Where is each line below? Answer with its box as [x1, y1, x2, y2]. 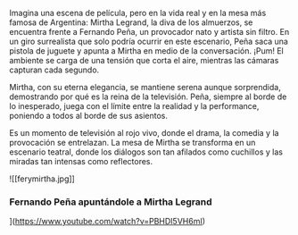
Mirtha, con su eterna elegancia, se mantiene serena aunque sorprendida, [9, 82, 281, 92]
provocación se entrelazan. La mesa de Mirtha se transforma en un [9, 138, 256, 147]
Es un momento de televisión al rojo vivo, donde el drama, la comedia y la [9, 128, 279, 138]
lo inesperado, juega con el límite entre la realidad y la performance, [9, 101, 260, 111]
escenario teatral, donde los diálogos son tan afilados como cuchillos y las [9, 147, 284, 157]
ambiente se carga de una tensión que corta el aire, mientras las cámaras [9, 55, 279, 65]
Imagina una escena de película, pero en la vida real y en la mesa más [9, 8, 267, 18]
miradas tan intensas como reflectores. [9, 156, 153, 166]
